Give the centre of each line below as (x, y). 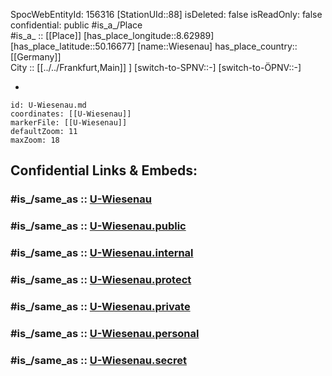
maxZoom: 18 (35, 140)
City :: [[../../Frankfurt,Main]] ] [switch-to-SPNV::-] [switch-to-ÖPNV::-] (156, 67)
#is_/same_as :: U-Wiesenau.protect (101, 280)
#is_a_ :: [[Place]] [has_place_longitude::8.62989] (112, 35)
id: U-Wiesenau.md (48, 105)
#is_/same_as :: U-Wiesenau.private (100, 306)
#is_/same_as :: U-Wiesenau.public (98, 226)
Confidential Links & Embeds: (104, 170)
